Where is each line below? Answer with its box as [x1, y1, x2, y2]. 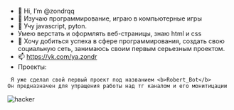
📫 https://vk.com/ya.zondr [17, 53, 97, 60]
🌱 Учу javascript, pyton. [17, 22, 87, 30]
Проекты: [17, 62, 47, 71]
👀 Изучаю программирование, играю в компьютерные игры [17, 14, 203, 23]
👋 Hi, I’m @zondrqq [17, 7, 75, 15]
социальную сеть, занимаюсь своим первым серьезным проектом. [17, 45, 225, 53]
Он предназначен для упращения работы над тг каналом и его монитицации [7, 82, 228, 89]
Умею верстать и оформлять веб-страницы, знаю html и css [17, 29, 202, 38]
